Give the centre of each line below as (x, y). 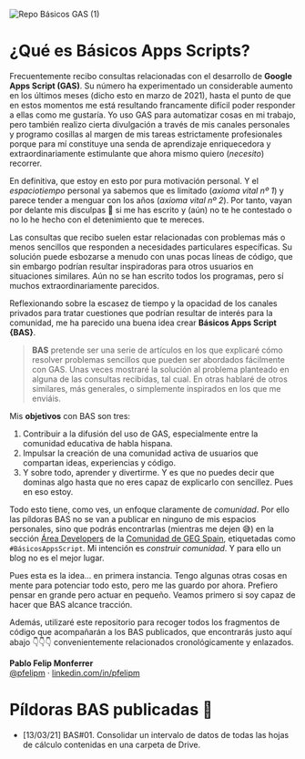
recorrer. (26, 163)
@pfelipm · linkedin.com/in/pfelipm (75, 672)
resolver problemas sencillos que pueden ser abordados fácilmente (158, 359)
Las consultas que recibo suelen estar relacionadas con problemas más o (147, 237)
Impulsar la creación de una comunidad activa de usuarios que (140, 453)
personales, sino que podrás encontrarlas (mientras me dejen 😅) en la (142, 528)
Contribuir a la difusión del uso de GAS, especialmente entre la (140, 434)
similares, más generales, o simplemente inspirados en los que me (156, 388)
